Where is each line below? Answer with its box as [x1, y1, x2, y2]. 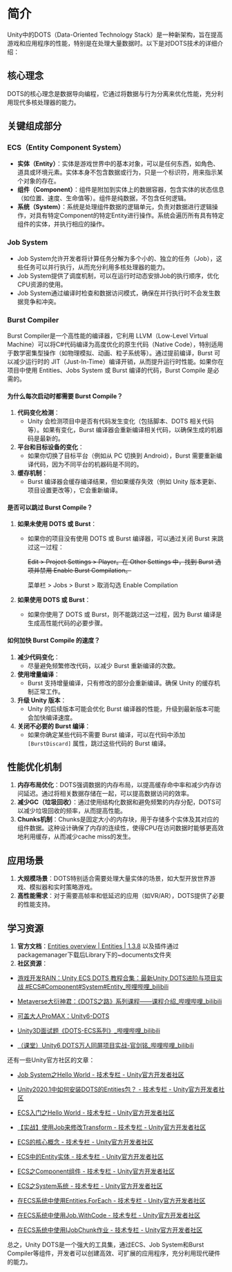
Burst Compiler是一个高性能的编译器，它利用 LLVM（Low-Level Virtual [7, 332, 209, 340]
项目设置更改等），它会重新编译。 [27, 486, 122, 494]
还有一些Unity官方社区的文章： [7, 1056, 95, 1064]
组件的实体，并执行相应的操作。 [17, 220, 108, 228]
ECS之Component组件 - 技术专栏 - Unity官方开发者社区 [17, 1167, 175, 1175]
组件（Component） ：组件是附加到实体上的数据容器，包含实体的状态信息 [17, 186, 224, 194]
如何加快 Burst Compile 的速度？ [7, 636, 101, 645]
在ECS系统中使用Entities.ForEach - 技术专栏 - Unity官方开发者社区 [17, 1197, 206, 1205]
